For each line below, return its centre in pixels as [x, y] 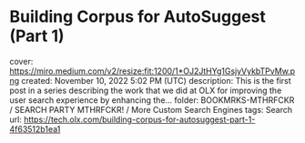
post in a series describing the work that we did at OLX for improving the [146, 90]
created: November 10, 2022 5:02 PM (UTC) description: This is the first [156, 80]
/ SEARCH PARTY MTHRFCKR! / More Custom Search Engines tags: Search [151, 109]
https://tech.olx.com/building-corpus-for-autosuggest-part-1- [140, 119]
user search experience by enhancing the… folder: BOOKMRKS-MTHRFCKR [152, 100]
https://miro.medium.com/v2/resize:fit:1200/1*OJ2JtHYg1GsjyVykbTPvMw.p [152, 71]
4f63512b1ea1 [35, 128]
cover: [21, 61]
